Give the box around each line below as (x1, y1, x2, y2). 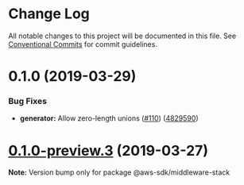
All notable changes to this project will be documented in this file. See (8, 31, 237, 40)
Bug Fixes (8, 96, 48, 107)
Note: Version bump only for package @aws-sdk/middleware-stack (8, 168, 230, 177)
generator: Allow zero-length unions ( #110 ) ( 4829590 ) (19, 114, 199, 123)
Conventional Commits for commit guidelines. (8, 39, 157, 48)
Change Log (8, 5, 90, 23)
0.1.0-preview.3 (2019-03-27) (8, 141, 209, 160)
